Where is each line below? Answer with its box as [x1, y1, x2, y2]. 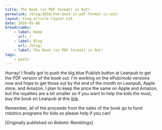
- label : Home [14, 30, 42, 34]
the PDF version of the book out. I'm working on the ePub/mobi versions [5, 75, 150, 81]
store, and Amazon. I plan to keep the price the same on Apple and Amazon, [5, 85, 158, 91]
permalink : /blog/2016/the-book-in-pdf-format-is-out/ [5, 12, 119, 16]
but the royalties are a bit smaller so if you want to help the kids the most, [5, 91, 152, 97]
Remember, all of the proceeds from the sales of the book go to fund [5, 105, 143, 111]
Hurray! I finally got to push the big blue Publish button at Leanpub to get [5, 70, 151, 76]
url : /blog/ [18, 43, 42, 48]
